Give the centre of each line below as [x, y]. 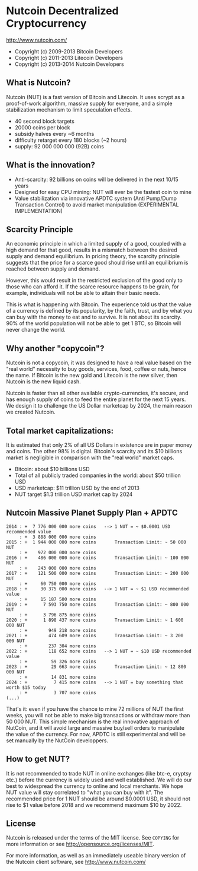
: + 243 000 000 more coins [58, 568]
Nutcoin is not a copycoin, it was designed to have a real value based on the [99, 363]
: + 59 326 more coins [58, 662]
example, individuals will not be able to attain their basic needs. [83, 293]
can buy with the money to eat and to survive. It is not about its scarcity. [94, 317]
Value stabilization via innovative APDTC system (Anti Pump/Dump [96, 198]
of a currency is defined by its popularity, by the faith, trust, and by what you [99, 311]
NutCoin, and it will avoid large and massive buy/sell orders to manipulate [95, 727]
